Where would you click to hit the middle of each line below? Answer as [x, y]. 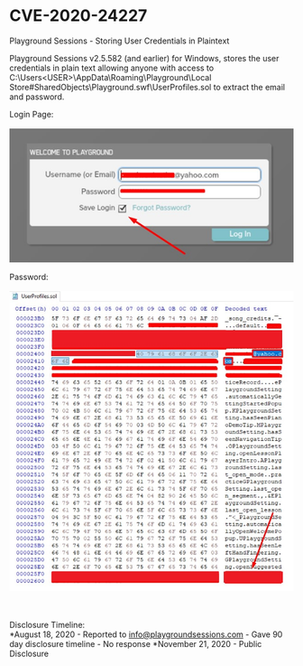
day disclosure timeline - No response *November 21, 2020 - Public [136, 644]
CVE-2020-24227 [78, 16]
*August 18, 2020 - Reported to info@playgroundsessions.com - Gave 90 [146, 634]
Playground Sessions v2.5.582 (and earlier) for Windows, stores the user [144, 58]
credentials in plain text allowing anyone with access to [112, 68]
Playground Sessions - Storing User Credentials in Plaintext [119, 41]
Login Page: [32, 114]
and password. [37, 97]
